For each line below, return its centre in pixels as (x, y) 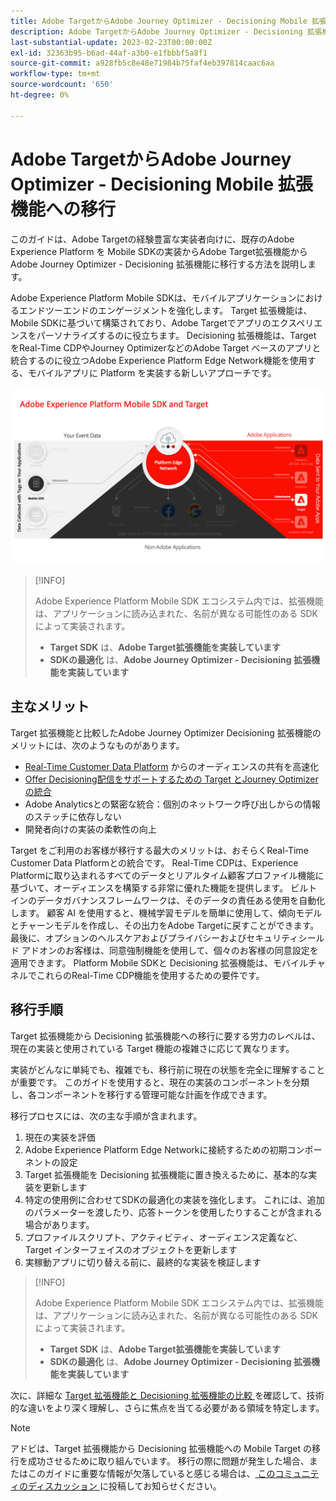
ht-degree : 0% (40, 95)
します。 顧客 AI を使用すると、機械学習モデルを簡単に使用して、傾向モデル (166, 912)
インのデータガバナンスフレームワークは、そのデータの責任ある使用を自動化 (168, 900)
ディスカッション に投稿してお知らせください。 (124, 1486)
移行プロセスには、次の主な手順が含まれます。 (106, 1116)
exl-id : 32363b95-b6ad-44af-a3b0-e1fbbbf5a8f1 (109, 53)
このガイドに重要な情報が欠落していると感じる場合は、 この (151, 1473)
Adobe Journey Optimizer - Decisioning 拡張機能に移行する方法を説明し (159, 264)
